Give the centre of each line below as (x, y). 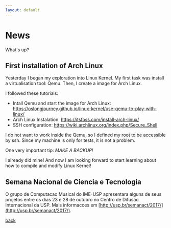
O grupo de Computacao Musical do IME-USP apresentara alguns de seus (83, 194)
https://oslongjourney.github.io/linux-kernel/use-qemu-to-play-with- (85, 109)
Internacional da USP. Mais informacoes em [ (53, 205)
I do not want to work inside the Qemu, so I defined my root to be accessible (86, 135)
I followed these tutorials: (32, 93)
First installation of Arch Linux (54, 65)
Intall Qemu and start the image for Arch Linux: (62, 103)
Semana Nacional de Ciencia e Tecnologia (74, 182)
